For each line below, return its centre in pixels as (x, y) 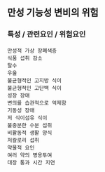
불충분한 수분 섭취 (30, 125)
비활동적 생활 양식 (30, 133)
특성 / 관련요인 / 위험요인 (47, 34)
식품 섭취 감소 (25, 58)
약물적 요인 (21, 147)
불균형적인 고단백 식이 (34, 88)
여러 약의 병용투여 (30, 155)
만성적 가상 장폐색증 (32, 51)
